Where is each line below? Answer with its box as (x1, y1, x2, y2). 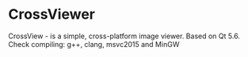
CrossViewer (8, 5, 95, 23)
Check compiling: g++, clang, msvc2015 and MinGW (8, 39, 180, 48)
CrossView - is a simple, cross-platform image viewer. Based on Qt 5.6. (8, 31, 240, 41)
